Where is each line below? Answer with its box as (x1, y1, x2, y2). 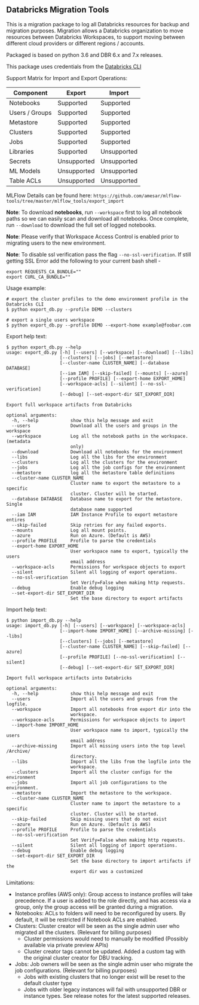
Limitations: (6, 879, 35, 886)
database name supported (70, 506, 133, 512)
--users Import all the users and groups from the (11, 696, 178, 702)
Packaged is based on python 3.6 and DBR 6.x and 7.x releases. (6, 51, 163, 59)
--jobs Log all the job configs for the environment (11, 465, 186, 471)
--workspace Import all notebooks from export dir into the (11, 706, 191, 712)
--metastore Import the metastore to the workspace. (11, 790, 172, 796)
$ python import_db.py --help (6, 617, 82, 624)
